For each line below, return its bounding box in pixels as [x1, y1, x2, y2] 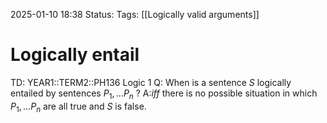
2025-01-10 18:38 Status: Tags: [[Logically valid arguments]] [10, 9, 260, 20]
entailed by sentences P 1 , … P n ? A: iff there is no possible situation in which [10, 87, 318, 101]
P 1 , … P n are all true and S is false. [10, 100, 147, 114]
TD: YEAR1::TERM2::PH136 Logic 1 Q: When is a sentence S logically [10, 76, 292, 88]
